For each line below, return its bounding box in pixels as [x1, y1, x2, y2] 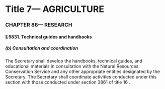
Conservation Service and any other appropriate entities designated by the [5, 68, 160, 74]
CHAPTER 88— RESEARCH [5, 21, 72, 28]
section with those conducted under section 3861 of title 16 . [5, 79, 131, 85]
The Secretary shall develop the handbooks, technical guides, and [5, 57, 142, 63]
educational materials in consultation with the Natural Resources [5, 63, 139, 69]
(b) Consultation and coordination [5, 45, 78, 51]
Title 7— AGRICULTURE [5, 3, 105, 15]
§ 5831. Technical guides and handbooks [5, 33, 92, 39]
